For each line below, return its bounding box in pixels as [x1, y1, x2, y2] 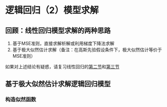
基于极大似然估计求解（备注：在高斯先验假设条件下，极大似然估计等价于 [12, 47, 162, 53]
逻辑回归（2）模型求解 [5, 5, 99, 16]
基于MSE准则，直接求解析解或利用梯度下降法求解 [12, 41, 114, 46]
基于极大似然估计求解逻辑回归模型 [5, 80, 111, 88]
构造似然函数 [5, 96, 37, 103]
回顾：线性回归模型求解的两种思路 [5, 26, 111, 35]
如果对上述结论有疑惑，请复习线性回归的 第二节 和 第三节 [5, 64, 119, 69]
